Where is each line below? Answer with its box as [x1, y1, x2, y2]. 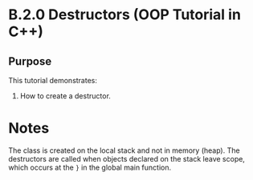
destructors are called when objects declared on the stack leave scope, [8, 154, 245, 163]
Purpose [8, 54, 52, 68]
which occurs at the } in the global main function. [8, 162, 172, 172]
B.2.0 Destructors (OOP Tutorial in [8, 6, 241, 24]
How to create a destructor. [19, 91, 111, 101]
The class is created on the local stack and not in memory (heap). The [8, 146, 240, 155]
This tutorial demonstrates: [8, 76, 98, 85]
